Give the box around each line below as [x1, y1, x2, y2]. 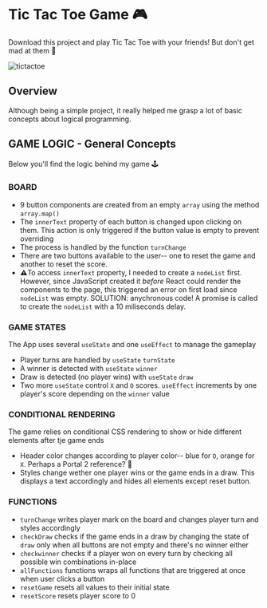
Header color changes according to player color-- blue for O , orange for [19, 451, 255, 460]
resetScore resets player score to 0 [19, 590, 135, 600]
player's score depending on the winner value [19, 389, 170, 399]
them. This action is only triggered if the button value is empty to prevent [19, 225, 260, 235]
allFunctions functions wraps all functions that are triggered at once [19, 565, 245, 574]
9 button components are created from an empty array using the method [19, 199, 260, 209]
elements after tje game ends [8, 436, 104, 445]
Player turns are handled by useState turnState [19, 355, 175, 365]
